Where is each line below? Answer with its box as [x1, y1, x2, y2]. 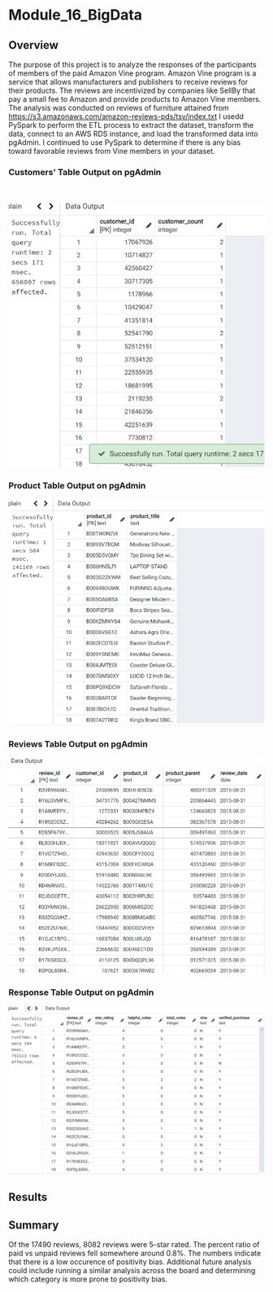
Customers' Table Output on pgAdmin [8, 166, 162, 177]
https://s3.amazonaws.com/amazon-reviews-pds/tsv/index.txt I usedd [8, 112, 244, 121]
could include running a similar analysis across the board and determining [8, 1266, 256, 1276]
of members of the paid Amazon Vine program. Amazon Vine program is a [8, 68, 257, 78]
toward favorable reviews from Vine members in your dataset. [8, 147, 215, 155]
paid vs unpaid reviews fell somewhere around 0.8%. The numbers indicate [8, 1248, 262, 1259]
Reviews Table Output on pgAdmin [8, 738, 148, 750]
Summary [8, 1218, 59, 1232]
